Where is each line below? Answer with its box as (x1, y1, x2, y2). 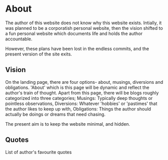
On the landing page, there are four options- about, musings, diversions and (5, 79, 163, 85)
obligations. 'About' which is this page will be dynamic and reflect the (5, 84, 150, 90)
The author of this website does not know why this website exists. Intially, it (5, 20, 162, 26)
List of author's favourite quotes (5, 149, 72, 155)
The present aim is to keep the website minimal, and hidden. (5, 121, 130, 127)
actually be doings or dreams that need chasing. (5, 111, 106, 117)
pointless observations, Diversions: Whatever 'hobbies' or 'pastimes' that (5, 100, 157, 106)
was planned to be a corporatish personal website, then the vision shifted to (5, 25, 163, 31)
